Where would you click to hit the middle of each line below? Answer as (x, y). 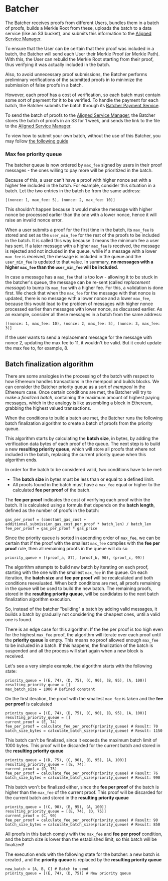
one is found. (19, 620)
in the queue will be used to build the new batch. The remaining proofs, (79, 589)
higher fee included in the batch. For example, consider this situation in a (80, 186)
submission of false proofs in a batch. (44, 85)
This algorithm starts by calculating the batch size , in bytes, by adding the (82, 438)
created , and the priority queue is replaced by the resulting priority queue (83, 860)
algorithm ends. (21, 460)
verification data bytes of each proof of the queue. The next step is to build (83, 444)
